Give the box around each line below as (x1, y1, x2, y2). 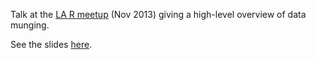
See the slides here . (10, 39, 93, 50)
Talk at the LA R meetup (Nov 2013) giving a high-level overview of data (10, 9, 307, 20)
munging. (10, 19, 50, 31)
